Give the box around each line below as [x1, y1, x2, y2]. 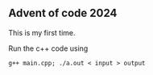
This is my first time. [8, 27, 76, 37]
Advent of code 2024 [8, 6, 118, 20]
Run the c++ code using [8, 44, 89, 53]
